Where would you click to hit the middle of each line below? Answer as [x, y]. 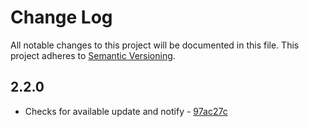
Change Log [61, 17]
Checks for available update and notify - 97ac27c [126, 111]
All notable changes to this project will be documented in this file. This [155, 45]
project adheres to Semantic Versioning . [93, 55]
